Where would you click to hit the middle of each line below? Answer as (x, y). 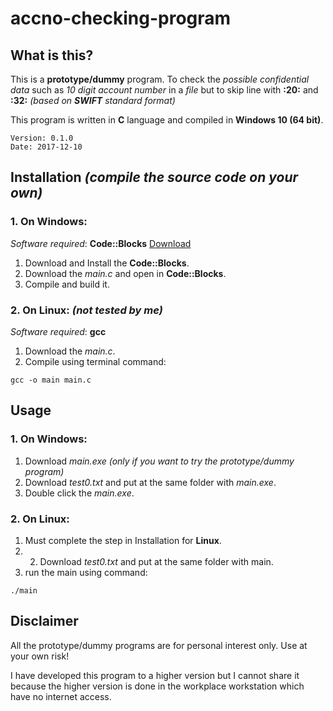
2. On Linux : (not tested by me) (86, 310)
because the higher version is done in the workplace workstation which (157, 686)
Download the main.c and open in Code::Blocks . (125, 273)
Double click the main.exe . (79, 493)
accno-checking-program (121, 18)
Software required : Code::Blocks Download (101, 243)
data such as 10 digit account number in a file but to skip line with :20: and (164, 90)
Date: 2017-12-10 (46, 147)
